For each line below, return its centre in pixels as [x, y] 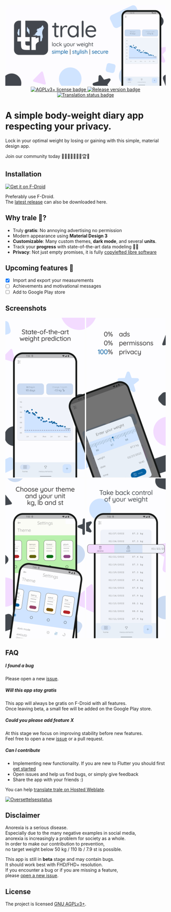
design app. [18, 146]
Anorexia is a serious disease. [37, 828]
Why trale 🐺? [26, 218]
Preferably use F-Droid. [30, 196]
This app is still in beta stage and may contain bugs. [60, 859]
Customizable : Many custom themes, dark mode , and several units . [84, 241]
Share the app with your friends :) [48, 780]
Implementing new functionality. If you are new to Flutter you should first [89, 763]
